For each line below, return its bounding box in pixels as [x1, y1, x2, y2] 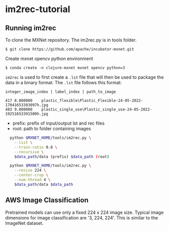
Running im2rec [5, 24, 57, 32]
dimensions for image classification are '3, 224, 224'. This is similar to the [5, 214, 158, 220]
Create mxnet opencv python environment [5, 55, 93, 62]
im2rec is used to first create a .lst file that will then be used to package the [5, 74, 164, 80]
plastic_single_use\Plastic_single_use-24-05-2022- [41, 107, 152, 112]
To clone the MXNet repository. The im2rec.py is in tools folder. [5, 37, 137, 43]
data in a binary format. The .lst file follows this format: [5, 80, 122, 85]
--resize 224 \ [14, 168, 46, 173]
